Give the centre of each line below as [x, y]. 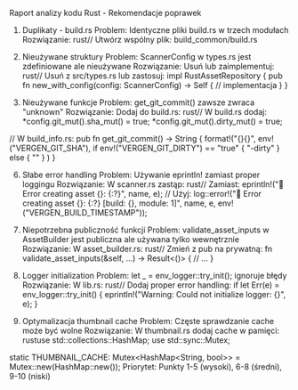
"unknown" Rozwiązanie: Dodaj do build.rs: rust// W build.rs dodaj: [144, 112]
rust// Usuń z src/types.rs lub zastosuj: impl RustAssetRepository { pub [152, 76]
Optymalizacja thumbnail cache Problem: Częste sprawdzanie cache [148, 321]
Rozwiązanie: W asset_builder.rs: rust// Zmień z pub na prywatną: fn [147, 249]
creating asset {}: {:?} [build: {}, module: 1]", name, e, [119, 203]
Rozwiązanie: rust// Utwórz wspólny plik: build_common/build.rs [140, 40]
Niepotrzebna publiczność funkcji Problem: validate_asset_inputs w [145, 230]
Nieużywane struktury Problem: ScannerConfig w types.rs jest [137, 57]
